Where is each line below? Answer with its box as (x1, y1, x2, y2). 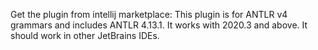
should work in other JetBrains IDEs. (10, 30, 160, 41)
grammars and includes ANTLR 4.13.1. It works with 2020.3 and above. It (10, 19, 308, 31)
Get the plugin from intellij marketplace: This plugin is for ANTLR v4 (10, 9, 288, 20)
